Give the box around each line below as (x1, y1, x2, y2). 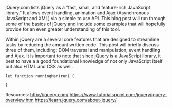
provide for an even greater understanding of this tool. (5, 26, 120, 32)
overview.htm (5, 97, 34, 103)
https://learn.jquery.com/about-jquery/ (35, 97, 117, 103)
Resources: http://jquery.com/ (5, 92, 69, 97)
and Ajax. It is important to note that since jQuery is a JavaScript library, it (5, 52, 161, 59)
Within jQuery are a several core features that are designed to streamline (5, 36, 159, 42)
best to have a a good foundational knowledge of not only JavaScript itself (5, 58, 163, 64)
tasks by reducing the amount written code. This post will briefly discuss (5, 42, 159, 48)
